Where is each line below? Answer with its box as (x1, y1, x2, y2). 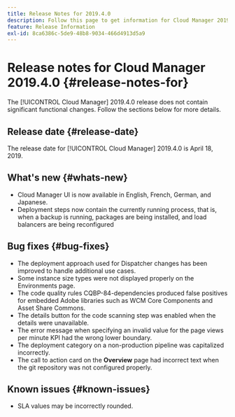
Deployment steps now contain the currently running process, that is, (17, 205, 217, 213)
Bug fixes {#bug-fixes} (7, 241, 110, 253)
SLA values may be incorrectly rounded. (17, 402, 134, 410)
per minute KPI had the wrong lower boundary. (17, 333, 152, 341)
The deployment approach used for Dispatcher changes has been (17, 259, 208, 267)
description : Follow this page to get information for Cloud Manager (7, 17, 215, 24)
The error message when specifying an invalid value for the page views (17, 326, 224, 334)
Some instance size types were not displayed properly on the (17, 274, 194, 282)
